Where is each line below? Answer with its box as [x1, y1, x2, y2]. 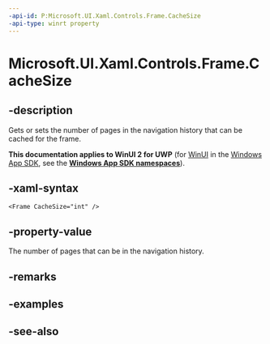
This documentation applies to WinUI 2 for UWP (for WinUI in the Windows [8, 149, 262, 159]
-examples [8, 297, 64, 311]
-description [8, 104, 73, 117]
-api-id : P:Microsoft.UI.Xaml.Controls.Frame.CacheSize [8, 11, 201, 20]
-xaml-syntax [8, 181, 79, 195]
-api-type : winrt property [8, 19, 100, 28]
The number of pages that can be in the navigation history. [8, 246, 204, 256]
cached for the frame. [8, 134, 82, 143]
